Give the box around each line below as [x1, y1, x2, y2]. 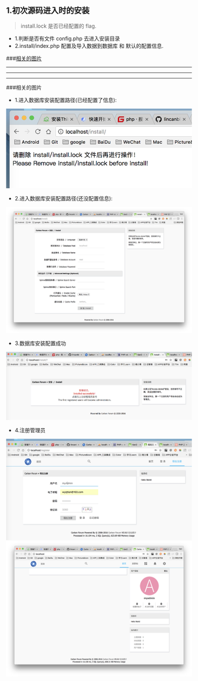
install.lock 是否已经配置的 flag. [20, 22, 97, 29]
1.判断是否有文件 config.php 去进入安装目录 [14, 35, 120, 42]
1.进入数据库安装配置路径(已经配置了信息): [14, 96, 117, 103]
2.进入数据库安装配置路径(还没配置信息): [14, 195, 113, 202]
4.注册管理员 [14, 427, 46, 434]
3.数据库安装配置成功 [14, 340, 67, 347]
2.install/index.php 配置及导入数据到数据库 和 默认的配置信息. [14, 42, 164, 49]
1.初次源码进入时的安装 [6, 5, 90, 16]
